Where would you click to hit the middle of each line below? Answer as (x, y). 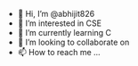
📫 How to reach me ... (59, 52)
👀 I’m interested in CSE (60, 23)
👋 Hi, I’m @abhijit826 (56, 14)
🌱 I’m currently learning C (65, 33)
